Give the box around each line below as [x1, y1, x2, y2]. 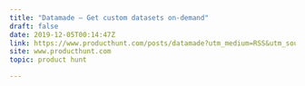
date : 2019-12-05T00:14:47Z [9, 30, 116, 39]
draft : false [9, 22, 59, 31]
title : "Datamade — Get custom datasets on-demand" [9, 13, 209, 23]
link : [9, 38, 30, 48]
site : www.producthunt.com [9, 47, 112, 56]
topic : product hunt [9, 55, 88, 64]
